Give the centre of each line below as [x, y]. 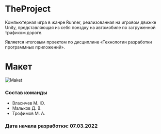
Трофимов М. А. [29, 113]
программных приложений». [35, 47]
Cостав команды [26, 92]
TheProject [28, 9]
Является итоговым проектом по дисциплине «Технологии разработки [79, 42]
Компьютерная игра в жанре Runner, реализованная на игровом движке [81, 22]
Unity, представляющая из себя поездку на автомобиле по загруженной [80, 27]
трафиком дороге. [24, 32]
